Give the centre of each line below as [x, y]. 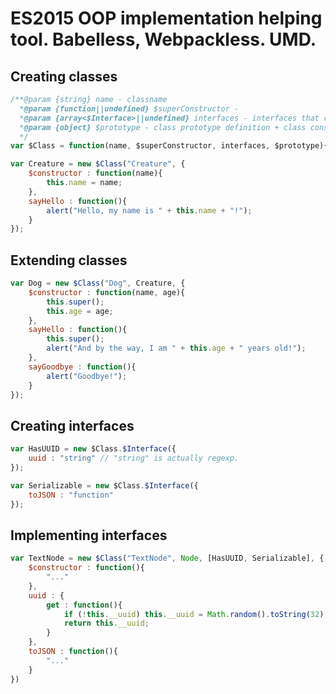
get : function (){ [84, 605]
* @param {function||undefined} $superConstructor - [129, 108]
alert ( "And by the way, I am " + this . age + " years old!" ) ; [176, 348]
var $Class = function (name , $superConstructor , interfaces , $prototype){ [169, 146]
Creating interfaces [72, 425]
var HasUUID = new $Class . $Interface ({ [93, 449]
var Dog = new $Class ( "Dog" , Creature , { [98, 283]
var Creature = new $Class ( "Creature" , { [98, 164]
